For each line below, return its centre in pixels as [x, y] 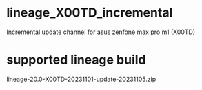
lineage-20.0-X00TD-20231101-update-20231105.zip [81, 79]
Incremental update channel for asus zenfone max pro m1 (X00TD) [101, 32]
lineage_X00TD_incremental [90, 13]
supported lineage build [76, 60]
